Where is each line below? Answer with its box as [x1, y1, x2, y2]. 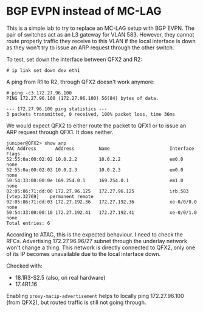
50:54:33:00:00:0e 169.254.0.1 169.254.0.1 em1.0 [6, 177, 184, 183]
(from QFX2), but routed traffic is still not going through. [6, 299, 146, 306]
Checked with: [6, 262, 43, 269]
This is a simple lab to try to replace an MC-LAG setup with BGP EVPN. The [6, 24, 194, 32]
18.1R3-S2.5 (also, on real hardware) [15, 274, 106, 281]
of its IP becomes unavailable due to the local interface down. [6, 250, 161, 257]
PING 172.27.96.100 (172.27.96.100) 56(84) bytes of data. [6, 95, 159, 101]
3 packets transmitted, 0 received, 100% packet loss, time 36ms [6, 111, 175, 117]
